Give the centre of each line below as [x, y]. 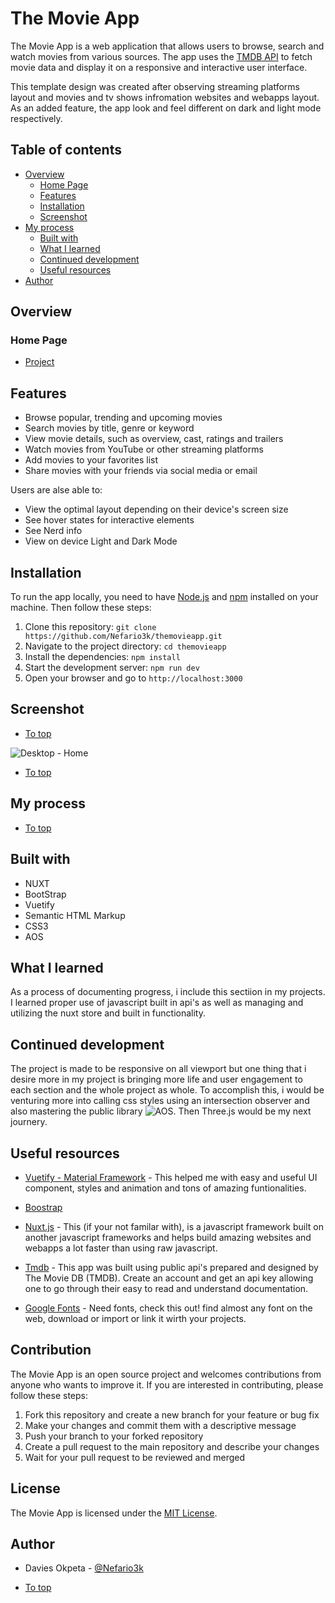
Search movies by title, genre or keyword [109, 428]
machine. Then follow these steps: [81, 608]
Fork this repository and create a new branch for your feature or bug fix [172, 1414]
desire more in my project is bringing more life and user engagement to [156, 1079]
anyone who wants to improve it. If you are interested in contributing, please [167, 1384]
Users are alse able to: [56, 490]
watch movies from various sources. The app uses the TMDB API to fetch [161, 56]
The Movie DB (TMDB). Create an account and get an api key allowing [169, 1278]
